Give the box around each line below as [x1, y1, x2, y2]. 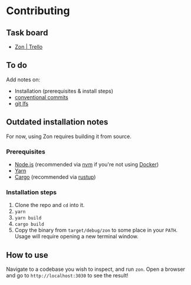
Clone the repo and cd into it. [14, 202, 85, 209]
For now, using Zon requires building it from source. [6, 133, 131, 140]
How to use [6, 250, 48, 260]
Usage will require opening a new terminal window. [14, 233, 139, 240]
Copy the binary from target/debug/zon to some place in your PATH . [14, 227, 178, 234]
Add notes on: [6, 76, 41, 83]
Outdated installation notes [6, 117, 108, 127]
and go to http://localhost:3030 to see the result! [6, 272, 129, 279]
